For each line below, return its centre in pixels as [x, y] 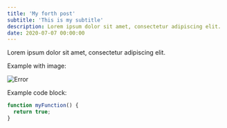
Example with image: [37, 66]
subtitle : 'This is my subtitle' [55, 20]
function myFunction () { [43, 106]
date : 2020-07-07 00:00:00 [46, 33]
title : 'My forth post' [42, 13]
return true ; [32, 112]
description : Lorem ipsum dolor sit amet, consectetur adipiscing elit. [114, 26]
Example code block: [37, 93]
